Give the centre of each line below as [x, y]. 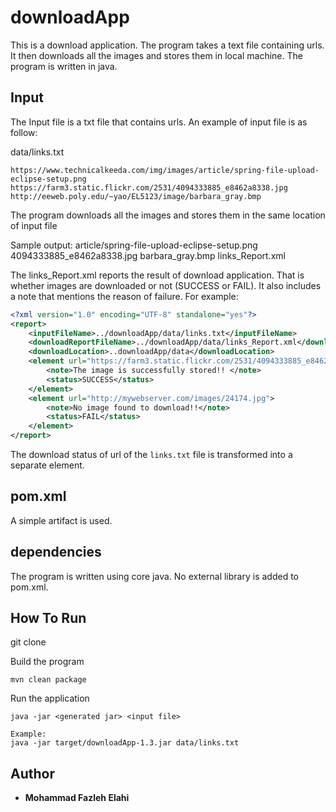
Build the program [47, 662]
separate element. [47, 465]
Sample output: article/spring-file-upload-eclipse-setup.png [134, 245]
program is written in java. [64, 66]
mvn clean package [48, 680]
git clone [28, 642]
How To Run [48, 618]
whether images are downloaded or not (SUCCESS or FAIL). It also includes [166, 285]
